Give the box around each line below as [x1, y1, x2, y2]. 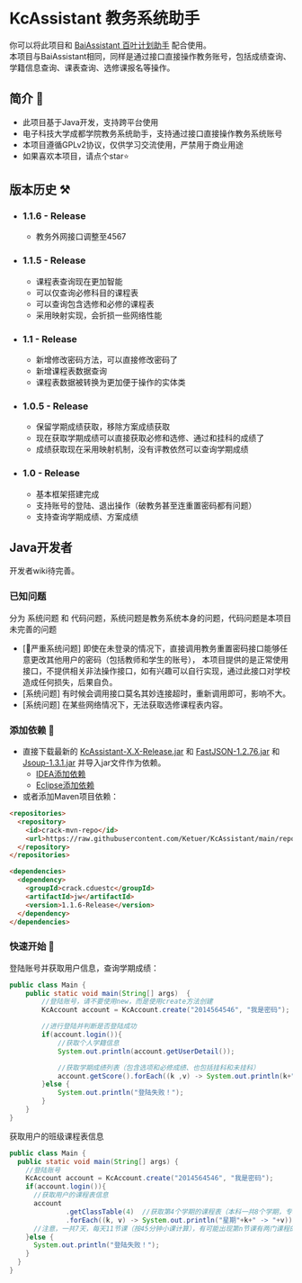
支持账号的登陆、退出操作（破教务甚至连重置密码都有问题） [35, 500, 257, 510]
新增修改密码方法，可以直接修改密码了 [35, 355, 178, 366]
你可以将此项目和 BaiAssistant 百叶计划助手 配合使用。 [9, 40, 211, 50]
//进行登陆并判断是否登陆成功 [41, 1022, 138, 1031]
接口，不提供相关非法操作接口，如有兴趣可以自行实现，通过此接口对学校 [22, 665, 290, 676]
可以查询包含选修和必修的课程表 [35, 298, 155, 309]
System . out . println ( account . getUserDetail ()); [57, 1046, 235, 1056]
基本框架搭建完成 [35, 488, 100, 500]
